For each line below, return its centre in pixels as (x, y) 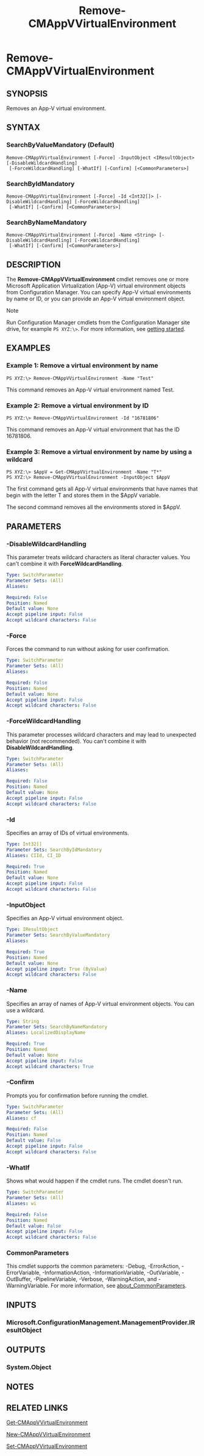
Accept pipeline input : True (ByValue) (57, 969)
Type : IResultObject (33, 930)
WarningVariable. (28, 1286)
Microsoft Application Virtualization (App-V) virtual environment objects (96, 286)
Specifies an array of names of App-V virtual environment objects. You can (100, 1003)
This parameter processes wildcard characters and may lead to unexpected (101, 734)
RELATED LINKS (37, 1408)
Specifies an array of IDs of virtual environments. (68, 833)
